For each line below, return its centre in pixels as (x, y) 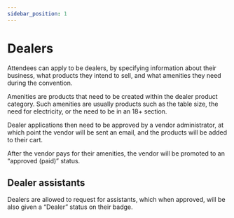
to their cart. (25, 139)
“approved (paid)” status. (44, 161)
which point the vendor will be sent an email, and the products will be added (117, 132)
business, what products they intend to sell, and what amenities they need (115, 75)
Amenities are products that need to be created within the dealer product (113, 96)
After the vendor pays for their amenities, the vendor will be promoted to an (116, 153)
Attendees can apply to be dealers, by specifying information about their (112, 68)
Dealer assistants (46, 183)
